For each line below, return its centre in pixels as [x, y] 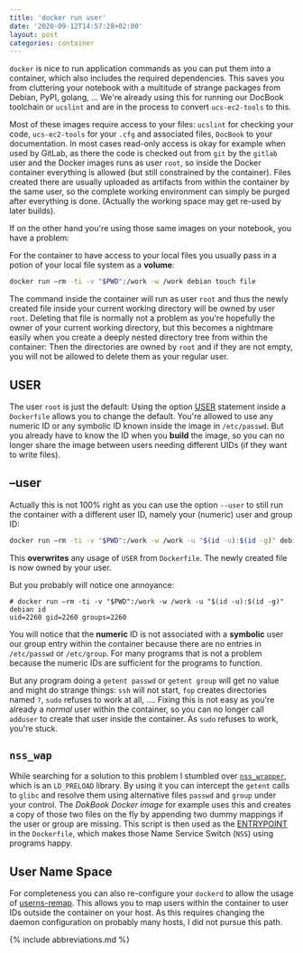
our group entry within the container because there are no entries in [135, 643]
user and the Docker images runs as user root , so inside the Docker [135, 163]
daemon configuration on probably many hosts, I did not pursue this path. [146, 922]
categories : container [52, 43]
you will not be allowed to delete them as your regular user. [119, 357]
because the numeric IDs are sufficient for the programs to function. [136, 663]
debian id [28, 609]
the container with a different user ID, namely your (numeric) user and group [151, 514]
